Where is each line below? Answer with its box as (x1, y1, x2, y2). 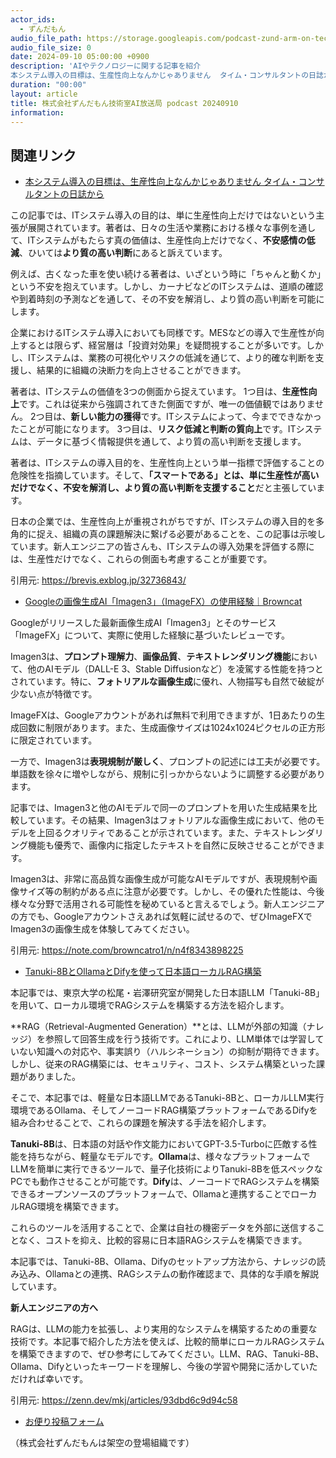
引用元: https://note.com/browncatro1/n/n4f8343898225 (10, 944, 244, 956)
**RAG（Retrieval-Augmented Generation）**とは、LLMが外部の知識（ (10, 1021, 307, 1033)
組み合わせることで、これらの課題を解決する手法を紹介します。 (10, 1117, 272, 1129)
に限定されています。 (10, 734, 98, 746)
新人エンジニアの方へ (10, 1302, 98, 1314)
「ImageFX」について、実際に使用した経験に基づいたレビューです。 (10, 629, 291, 641)
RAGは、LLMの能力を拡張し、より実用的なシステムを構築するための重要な (10, 1323, 318, 1335)
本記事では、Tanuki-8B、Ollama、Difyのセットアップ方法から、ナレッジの (10, 1256, 317, 1268)
